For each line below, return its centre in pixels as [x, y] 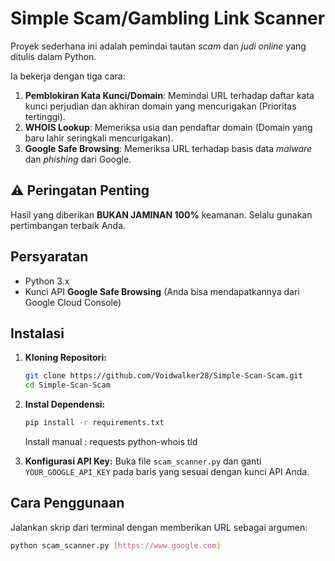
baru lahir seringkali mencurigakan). [99, 138]
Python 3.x [47, 281]
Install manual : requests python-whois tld [111, 441]
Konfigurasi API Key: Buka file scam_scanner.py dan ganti [143, 461]
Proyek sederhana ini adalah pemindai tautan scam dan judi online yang [158, 46]
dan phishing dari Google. [78, 159]
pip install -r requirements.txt [94, 423]
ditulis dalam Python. [53, 56]
